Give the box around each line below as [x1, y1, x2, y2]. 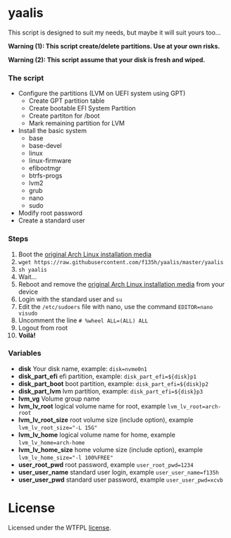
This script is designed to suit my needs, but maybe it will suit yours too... [8, 28, 221, 37]
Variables [8, 349, 42, 358]
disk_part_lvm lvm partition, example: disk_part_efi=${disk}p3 [18, 387, 204, 395]
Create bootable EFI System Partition [28, 104, 136, 113]
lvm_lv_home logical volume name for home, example [18, 430, 175, 439]
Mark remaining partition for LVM [28, 119, 125, 127]
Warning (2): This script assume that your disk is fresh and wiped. [8, 55, 206, 64]
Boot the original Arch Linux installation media [18, 250, 152, 258]
